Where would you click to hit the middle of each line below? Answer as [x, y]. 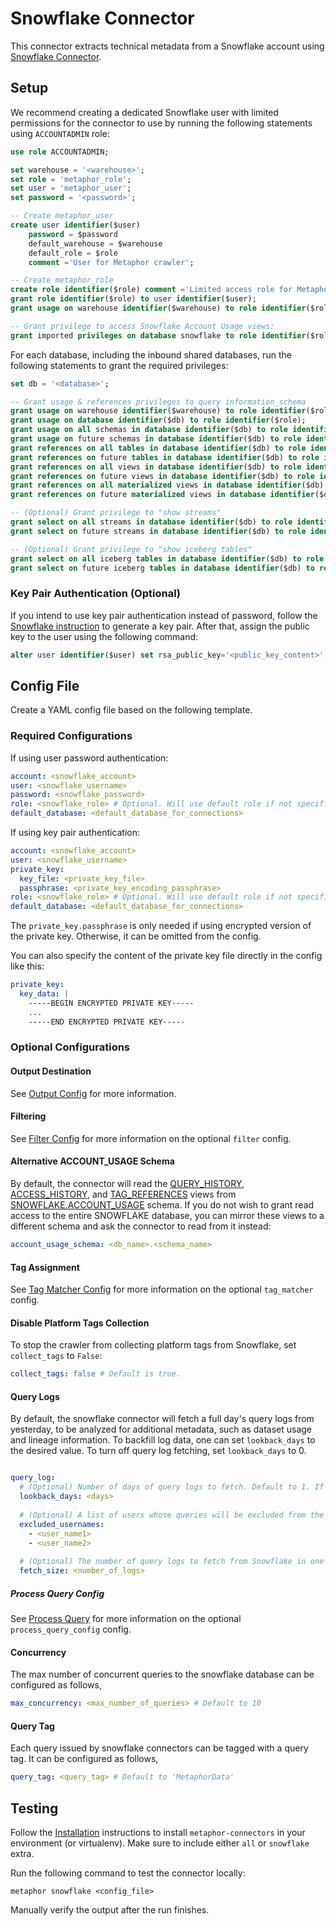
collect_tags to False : [56, 1356]
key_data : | [44, 994]
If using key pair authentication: [75, 833]
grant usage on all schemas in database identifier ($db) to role [149, 430]
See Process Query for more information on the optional [126, 1619]
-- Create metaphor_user [62, 216]
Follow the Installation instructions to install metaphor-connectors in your [158, 1832]
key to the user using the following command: [104, 636]
